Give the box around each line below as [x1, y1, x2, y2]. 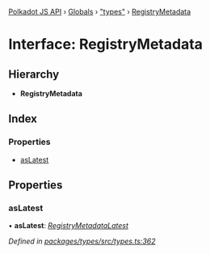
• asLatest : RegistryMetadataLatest [8, 221, 129, 231]
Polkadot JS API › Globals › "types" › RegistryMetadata [8, 7, 191, 16]
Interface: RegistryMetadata [8, 36, 204, 53]
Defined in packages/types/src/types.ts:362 [8, 236, 156, 246]
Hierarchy [8, 67, 60, 81]
